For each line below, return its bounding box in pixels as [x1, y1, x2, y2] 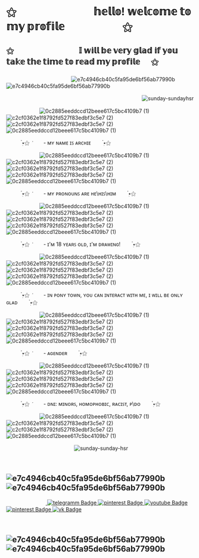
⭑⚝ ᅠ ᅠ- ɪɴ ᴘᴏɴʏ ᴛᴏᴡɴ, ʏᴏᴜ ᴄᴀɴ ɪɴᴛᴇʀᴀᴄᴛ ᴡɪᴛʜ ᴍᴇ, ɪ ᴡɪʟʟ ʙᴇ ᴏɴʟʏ [21, 291, 183, 298]
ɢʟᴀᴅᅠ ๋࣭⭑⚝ [6, 298, 38, 306]
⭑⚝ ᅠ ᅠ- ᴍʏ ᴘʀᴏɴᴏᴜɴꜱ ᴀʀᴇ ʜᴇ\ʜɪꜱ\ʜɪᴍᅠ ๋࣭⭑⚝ [21, 190, 136, 197]
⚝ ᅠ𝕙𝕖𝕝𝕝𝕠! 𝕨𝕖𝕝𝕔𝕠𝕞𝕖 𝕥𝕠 [6, 5, 191, 19]
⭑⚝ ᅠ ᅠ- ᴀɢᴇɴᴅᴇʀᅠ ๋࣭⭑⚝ [21, 349, 88, 356]
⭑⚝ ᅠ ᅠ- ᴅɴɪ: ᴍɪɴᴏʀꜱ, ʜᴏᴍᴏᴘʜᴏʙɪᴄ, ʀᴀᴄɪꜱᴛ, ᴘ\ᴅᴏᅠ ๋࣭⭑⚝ [21, 400, 161, 407]
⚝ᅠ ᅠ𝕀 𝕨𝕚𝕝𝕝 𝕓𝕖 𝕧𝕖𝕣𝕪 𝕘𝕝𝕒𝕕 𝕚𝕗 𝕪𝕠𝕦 [6, 45, 178, 56]
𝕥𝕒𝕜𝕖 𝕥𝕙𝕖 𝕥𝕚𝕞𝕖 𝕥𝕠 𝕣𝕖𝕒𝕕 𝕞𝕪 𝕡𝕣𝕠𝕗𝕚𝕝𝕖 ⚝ [6, 57, 159, 67]
